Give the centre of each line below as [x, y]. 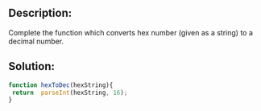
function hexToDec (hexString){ [61, 85]
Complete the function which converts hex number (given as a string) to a [131, 32]
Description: [40, 13]
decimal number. [36, 41]
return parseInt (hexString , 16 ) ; [70, 92]
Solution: [31, 66]
